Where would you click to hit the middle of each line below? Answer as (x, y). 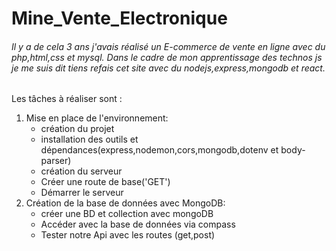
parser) (56, 161)
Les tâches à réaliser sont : (67, 99)
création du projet (77, 129)
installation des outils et (89, 139)
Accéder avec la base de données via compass (138, 224)
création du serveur (81, 171)
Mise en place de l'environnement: (97, 118)
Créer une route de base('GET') (105, 182)
